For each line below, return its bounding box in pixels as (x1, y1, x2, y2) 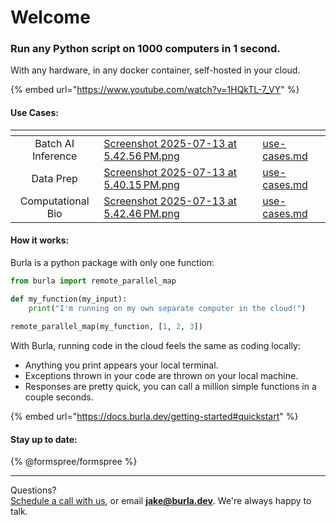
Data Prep (31, 171, 78, 185)
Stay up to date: (10, 433, 78, 445)
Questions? (10, 484, 57, 496)
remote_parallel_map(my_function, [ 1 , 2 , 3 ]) (10, 322, 203, 332)
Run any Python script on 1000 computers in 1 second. (10, 42, 281, 56)
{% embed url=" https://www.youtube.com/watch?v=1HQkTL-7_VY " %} (10, 84, 300, 96)
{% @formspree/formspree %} (10, 456, 138, 468)
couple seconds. (24, 391, 94, 403)
